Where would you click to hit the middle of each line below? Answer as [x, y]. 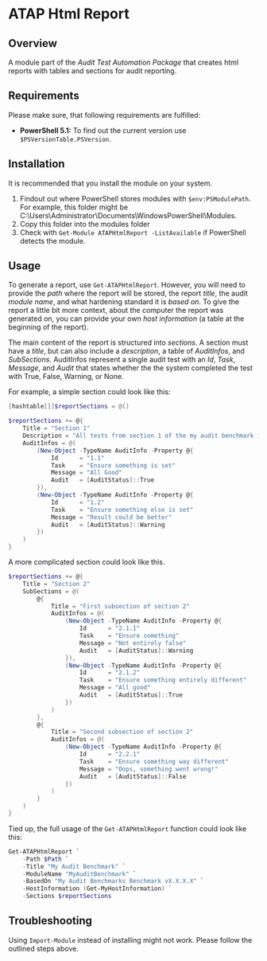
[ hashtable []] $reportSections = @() [69, 407]
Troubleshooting [50, 921]
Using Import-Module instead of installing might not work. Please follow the [130, 940]
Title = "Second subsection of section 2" [122, 732]
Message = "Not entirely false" [133, 643]
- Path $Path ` [46, 859]
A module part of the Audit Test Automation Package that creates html [124, 62]
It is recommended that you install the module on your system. [110, 183]
